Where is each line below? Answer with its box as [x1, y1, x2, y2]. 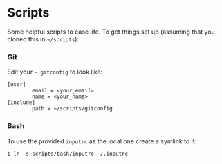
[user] [7, 81, 26, 88]
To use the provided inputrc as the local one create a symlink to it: [7, 136, 197, 145]
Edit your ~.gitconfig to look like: [7, 68, 102, 76]
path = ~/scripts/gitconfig [32, 105, 113, 112]
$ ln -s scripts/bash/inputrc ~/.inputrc [7, 150, 129, 157]
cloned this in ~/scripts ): [7, 34, 80, 43]
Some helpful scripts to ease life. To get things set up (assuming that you [7, 28, 216, 36]
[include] [7, 99, 36, 106]
